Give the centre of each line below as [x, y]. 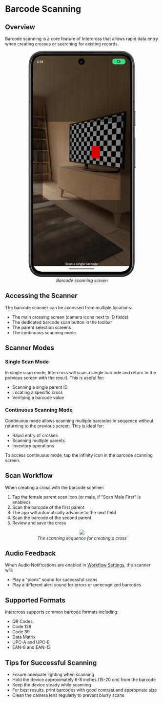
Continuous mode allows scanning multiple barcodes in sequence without [79, 421]
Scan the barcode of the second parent [52, 518]
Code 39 [21, 632]
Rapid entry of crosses [35, 435]
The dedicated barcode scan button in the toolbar [62, 322]
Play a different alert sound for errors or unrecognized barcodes [77, 585]
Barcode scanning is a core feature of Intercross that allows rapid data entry [82, 39]
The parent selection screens [41, 327]
